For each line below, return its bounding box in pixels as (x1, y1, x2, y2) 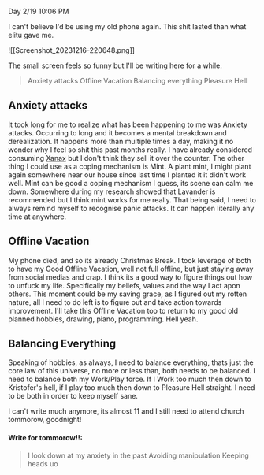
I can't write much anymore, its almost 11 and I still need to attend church (8, 406, 244, 416)
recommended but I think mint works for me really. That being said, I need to (8, 195, 256, 204)
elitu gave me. (8, 31, 54, 39)
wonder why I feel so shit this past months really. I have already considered (8, 145, 253, 154)
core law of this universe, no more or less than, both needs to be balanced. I (8, 366, 256, 376)
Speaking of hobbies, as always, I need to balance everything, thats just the (8, 358, 254, 367)
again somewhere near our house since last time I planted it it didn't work (8, 169, 247, 180)
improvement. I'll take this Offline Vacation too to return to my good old (8, 306, 239, 315)
